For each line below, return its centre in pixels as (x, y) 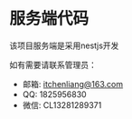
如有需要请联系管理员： (53, 64)
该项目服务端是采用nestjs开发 (64, 45)
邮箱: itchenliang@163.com (73, 84)
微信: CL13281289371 (62, 104)
